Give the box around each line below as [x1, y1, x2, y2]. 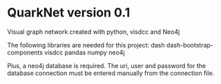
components [7, 48, 44, 56]
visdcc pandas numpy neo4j [44, 48, 126, 56]
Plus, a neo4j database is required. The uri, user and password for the [7, 61, 206, 70]
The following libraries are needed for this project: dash [7, 41, 165, 49]
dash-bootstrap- [166, 41, 214, 49]
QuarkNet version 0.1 [7, 5, 131, 21]
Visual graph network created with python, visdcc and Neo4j [7, 28, 180, 36]
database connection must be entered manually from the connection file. [7, 69, 215, 77]
